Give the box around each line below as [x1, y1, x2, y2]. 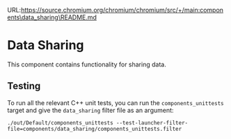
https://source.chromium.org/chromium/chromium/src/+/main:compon [20, 6, 224, 14]
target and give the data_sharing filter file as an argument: [7, 106, 174, 114]
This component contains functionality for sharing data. [7, 60, 167, 68]
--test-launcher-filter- [115, 119, 189, 127]
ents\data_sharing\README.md [7, 13, 97, 21]
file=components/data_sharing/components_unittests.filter [7, 125, 182, 132]
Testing [7, 80, 41, 92]
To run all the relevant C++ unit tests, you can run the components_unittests [7, 98, 224, 106]
